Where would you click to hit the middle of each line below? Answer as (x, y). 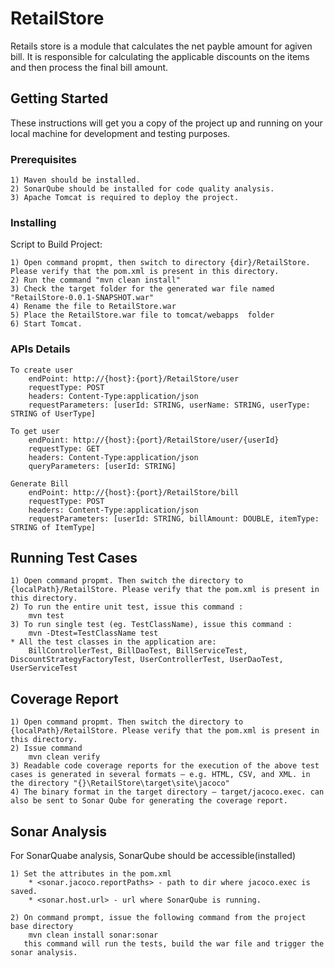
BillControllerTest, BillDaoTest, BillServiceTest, (138, 651)
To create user (42, 370)
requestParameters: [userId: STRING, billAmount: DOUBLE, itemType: (174, 518)
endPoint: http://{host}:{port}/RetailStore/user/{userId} (154, 440)
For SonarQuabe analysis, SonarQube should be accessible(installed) (153, 856)
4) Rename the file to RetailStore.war (93, 307)
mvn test (46, 616)
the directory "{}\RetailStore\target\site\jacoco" (120, 783)
